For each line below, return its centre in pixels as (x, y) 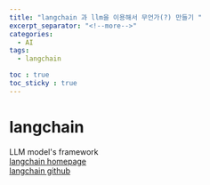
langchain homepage (48, 161)
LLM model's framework (54, 151)
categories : (31, 34)
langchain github (40, 171)
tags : (19, 51)
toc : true (29, 75)
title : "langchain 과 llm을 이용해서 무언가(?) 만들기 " (106, 17)
